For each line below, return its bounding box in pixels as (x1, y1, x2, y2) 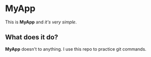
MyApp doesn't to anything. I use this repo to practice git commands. (5, 46, 147, 52)
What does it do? (5, 33, 58, 41)
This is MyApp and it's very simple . (5, 19, 77, 25)
